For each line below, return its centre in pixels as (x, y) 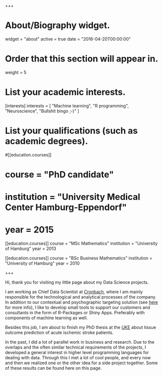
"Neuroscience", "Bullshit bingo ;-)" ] (42, 111)
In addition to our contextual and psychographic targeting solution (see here (81, 302)
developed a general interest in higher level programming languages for (77, 352)
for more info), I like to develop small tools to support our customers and (78, 307)
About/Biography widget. (58, 25)
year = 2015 (30, 230)
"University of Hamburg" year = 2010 (42, 263)
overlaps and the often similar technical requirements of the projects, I (76, 347)
